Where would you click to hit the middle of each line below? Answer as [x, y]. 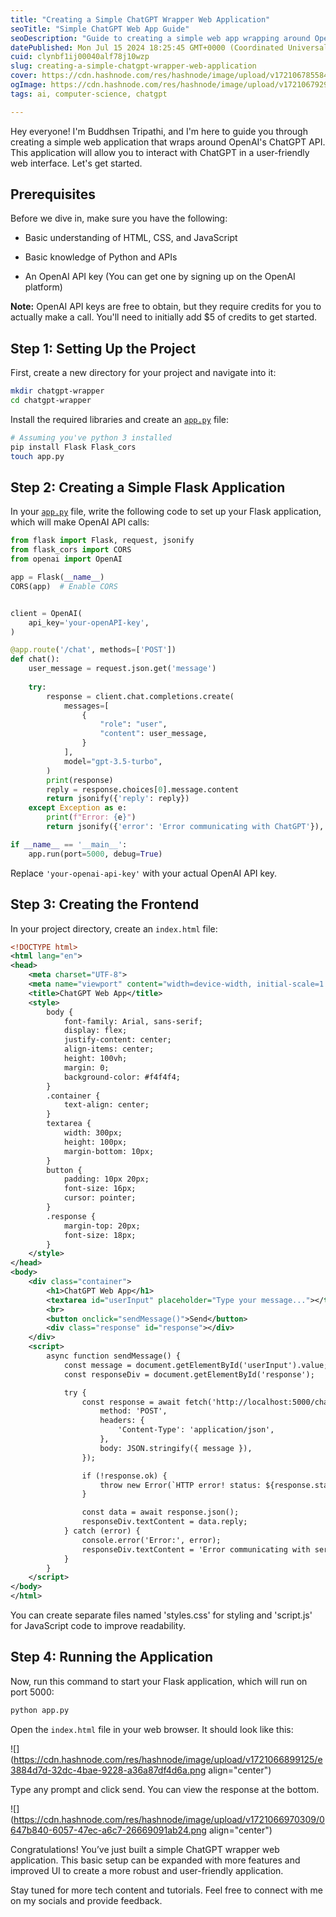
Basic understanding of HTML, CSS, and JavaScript [131, 238]
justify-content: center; [117, 1040]
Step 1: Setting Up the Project [103, 348]
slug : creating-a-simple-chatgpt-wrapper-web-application [133, 66]
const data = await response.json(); [160, 1512]
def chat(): [35, 659]
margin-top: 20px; [102, 1226]
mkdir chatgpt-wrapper [57, 391]
